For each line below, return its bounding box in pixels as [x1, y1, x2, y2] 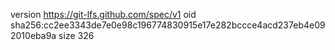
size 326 [58, 30, 95, 41]
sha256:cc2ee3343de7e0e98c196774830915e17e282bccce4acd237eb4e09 [10, 19, 326, 31]
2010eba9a [10, 30, 57, 41]
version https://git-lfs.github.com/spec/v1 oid [10, 9, 197, 20]
